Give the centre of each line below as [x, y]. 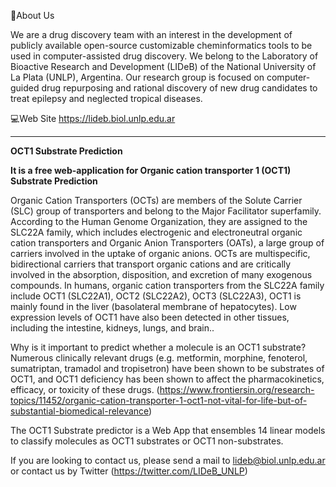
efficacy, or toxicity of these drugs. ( [85, 389]
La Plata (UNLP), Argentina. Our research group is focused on [137, 77]
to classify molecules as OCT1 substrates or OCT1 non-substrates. [147, 441]
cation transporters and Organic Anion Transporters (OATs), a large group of [167, 243]
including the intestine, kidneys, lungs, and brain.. [112, 328]
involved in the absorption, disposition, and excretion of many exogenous [161, 274]
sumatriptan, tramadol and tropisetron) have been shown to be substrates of [167, 368]
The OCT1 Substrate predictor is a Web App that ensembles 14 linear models [168, 430]
